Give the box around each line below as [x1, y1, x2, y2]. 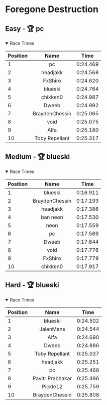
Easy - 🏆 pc [5, 24, 44, 33]
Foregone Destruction [5, 4, 99, 15]
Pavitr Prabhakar [32, 375, 72, 382]
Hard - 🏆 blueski [5, 281, 59, 289]
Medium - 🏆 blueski [5, 153, 70, 161]
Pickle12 [42, 383, 63, 390]
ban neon [41, 213, 64, 220]
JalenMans [39, 325, 65, 332]
